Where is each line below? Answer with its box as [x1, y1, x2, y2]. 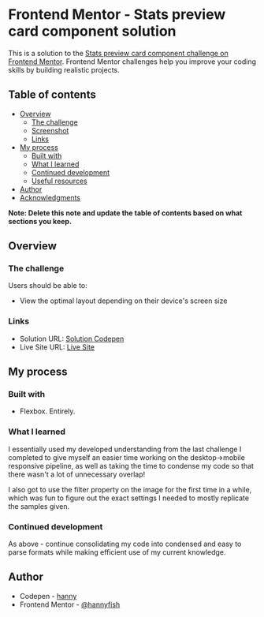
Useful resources [31, 176, 88, 185]
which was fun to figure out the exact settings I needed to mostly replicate [8, 493, 250, 503]
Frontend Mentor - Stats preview [8, 6, 226, 24]
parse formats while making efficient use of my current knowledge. [8, 548, 226, 557]
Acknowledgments [19, 193, 81, 202]
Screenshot [31, 125, 69, 135]
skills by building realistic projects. [8, 65, 120, 74]
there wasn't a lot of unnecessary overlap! [8, 469, 146, 479]
